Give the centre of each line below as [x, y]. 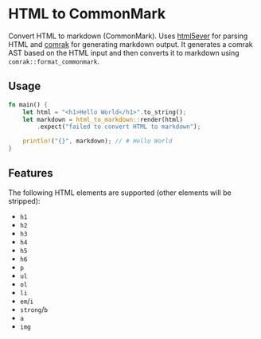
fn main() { [28, 104]
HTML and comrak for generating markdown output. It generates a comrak [130, 44]
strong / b [33, 309]
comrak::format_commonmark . [54, 61]
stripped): [24, 201]
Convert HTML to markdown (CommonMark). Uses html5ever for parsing [128, 36]
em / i [27, 301]
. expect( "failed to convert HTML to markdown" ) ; [119, 127]
